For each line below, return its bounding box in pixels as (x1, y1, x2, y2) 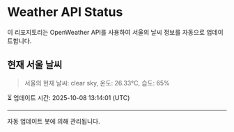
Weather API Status (7, 4, 123, 20)
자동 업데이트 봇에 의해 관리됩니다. (7, 117, 100, 125)
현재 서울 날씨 (7, 59, 63, 71)
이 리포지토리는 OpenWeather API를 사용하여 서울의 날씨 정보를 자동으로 (7, 28, 205, 36)
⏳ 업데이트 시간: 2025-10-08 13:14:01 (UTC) (7, 93, 130, 101)
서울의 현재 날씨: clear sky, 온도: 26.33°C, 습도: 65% (24, 79, 171, 87)
